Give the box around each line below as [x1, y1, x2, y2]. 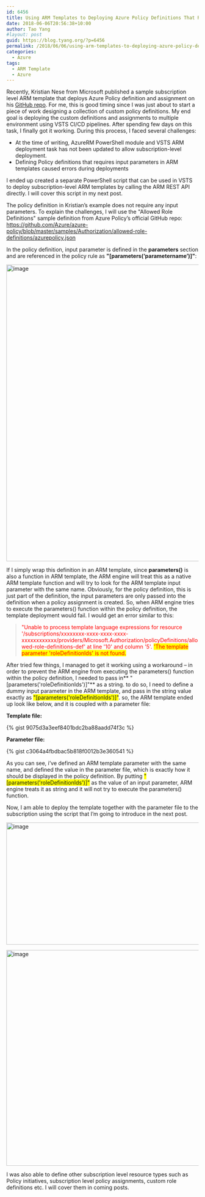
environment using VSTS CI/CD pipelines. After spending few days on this [6, 120, 192, 128]
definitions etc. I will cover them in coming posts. [6, 1184, 129, 1192]
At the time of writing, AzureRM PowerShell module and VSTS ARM [15, 139, 184, 147]
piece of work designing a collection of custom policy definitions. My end [6, 108, 191, 115]
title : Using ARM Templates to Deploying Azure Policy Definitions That [6, 15, 195, 21]
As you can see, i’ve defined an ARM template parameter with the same [6, 760, 187, 767]
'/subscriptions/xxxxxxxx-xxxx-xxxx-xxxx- [21, 630, 129, 637]
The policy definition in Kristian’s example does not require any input [6, 202, 178, 209]
